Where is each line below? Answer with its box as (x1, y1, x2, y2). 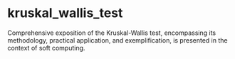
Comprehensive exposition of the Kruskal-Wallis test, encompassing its (7, 28, 216, 37)
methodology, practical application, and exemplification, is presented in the (7, 36, 228, 44)
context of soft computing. (7, 43, 85, 52)
